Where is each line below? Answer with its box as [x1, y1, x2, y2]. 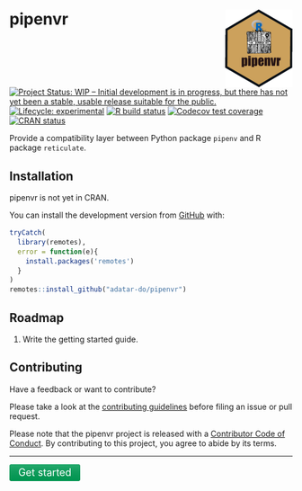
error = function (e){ [17, 247, 99, 256]
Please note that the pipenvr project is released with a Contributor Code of [9, 428, 286, 439]
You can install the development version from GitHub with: [9, 210, 225, 220]
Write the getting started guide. [22, 334, 139, 344]
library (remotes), [17, 237, 87, 246]
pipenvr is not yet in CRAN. [9, 192, 110, 202]
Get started [17, 466, 72, 478]
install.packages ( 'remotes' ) [25, 256, 135, 265]
